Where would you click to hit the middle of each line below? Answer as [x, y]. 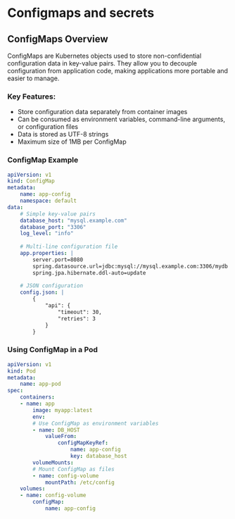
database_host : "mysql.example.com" [74, 220]
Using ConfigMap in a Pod [53, 350]
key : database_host [99, 456]
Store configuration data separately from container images [102, 112]
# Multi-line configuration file [69, 247]
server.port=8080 [58, 259]
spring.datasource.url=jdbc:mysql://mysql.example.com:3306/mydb [131, 266]
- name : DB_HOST [56, 430]
